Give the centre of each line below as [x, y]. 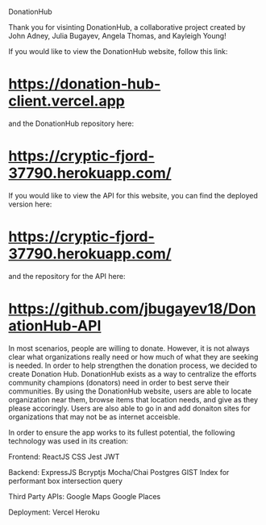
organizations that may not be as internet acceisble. [94, 417]
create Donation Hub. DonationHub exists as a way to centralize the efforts [133, 373]
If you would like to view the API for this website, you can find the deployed [133, 195]
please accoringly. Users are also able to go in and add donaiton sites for [130, 408]
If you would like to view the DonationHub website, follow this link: [118, 51]
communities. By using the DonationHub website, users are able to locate [130, 391]
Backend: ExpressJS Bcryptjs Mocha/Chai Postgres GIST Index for [119, 472]
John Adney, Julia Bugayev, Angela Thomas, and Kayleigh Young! [118, 36]
